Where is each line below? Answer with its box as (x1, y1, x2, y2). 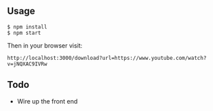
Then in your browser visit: (7, 41, 83, 50)
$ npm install (7, 23, 48, 30)
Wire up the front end (16, 97, 78, 105)
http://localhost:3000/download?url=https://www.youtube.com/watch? (7, 54, 207, 61)
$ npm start (7, 29, 41, 36)
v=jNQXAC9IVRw (7, 61, 48, 67)
